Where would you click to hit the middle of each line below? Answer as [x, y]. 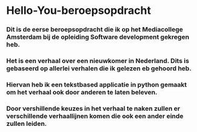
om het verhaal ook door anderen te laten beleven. [82, 92]
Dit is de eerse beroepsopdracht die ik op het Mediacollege [95, 30]
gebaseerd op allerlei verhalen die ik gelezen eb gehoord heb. [99, 68]
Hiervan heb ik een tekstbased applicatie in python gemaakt [97, 84]
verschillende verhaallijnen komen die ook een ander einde [95, 116]
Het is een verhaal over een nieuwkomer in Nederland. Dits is [98, 61]
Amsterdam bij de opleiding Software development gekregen [98, 37]
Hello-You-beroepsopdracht [79, 11]
